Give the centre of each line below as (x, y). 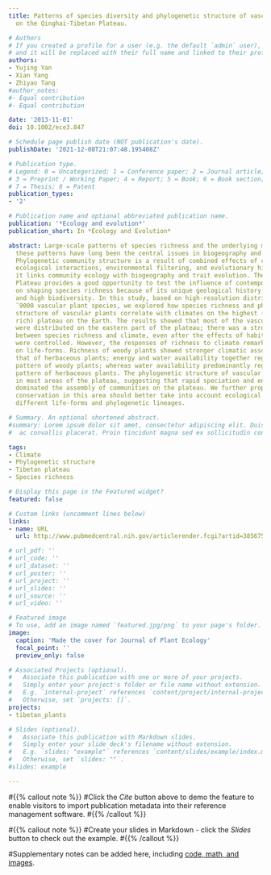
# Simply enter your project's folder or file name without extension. (135, 685)
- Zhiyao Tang (32, 83)
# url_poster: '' (38, 573)
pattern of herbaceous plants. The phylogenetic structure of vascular (139, 373)
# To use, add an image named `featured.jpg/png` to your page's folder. (135, 626)
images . (21, 862)
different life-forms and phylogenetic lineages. (100, 403)
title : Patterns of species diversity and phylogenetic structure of (128, 16)
